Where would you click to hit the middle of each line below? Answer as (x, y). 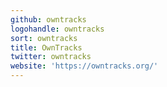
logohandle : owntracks (57, 29)
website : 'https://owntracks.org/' (84, 66)
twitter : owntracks (51, 57)
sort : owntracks (44, 38)
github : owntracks (48, 19)
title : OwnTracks (46, 47)
